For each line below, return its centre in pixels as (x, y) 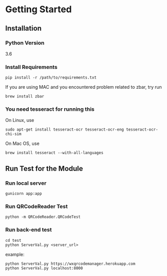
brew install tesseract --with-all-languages (54, 153)
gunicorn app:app (24, 194)
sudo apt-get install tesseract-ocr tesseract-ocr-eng (65, 130)
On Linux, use (20, 120)
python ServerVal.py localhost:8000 (44, 268)
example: (15, 254)
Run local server (26, 183)
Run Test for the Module (44, 169)
